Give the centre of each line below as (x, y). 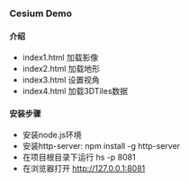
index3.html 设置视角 (61, 80)
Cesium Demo (40, 13)
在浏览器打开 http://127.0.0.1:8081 (84, 169)
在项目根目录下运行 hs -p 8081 (79, 157)
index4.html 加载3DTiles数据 (75, 91)
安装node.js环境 (52, 135)
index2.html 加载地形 (61, 69)
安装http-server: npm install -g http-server (101, 146)
